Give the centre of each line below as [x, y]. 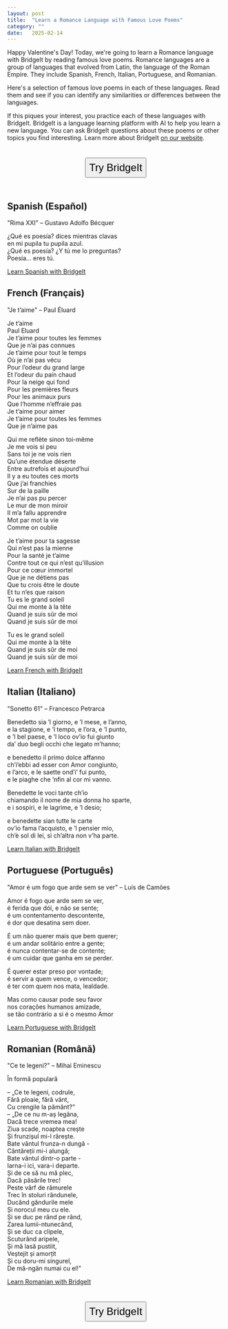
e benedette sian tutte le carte [50, 821]
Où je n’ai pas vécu [34, 360]
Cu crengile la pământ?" [41, 1107]
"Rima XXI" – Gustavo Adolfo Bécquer [61, 223]
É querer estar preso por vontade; [55, 971]
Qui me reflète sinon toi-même [51, 439]
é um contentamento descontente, [56, 915]
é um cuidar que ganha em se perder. [60, 958]
